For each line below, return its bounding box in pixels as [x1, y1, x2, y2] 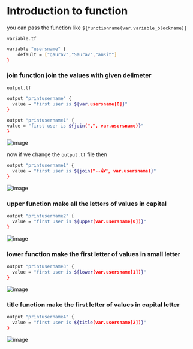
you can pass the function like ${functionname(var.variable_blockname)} [7, 24, 188, 31]
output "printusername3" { [7, 263, 74, 269]
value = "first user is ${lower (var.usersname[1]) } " [12, 269, 147, 275]
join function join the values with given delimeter [7, 71, 152, 80]
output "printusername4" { [7, 314, 74, 320]
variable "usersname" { [7, 46, 67, 52]
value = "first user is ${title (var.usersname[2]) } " [12, 319, 147, 326]
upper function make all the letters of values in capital [7, 199, 167, 208]
